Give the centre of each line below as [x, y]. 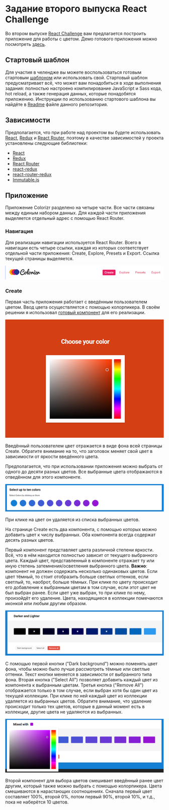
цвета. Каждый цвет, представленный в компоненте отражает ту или [80, 560]
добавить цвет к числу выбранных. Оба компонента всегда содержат [80, 535]
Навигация [19, 232]
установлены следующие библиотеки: [47, 143]
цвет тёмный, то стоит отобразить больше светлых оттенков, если [77, 576]
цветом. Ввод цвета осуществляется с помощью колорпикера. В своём [82, 307]
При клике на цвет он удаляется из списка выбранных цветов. [72, 519]
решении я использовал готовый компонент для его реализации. [75, 312]
